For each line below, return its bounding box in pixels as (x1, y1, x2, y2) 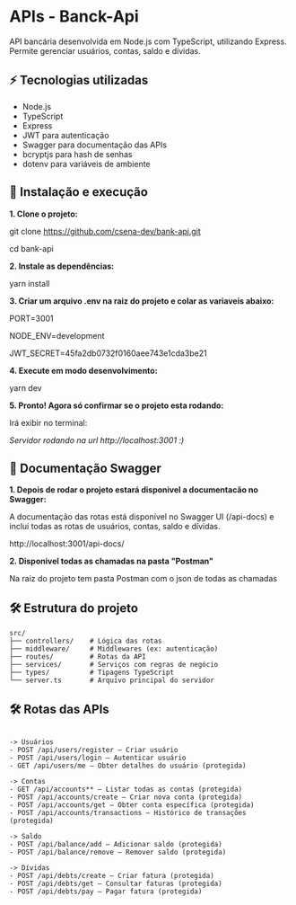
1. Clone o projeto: (9, 209, 78, 219)
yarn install (9, 278, 50, 288)
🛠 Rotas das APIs (9, 701, 109, 716)
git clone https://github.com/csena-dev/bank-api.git (9, 226, 202, 236)
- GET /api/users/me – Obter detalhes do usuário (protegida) (9, 761, 247, 770)
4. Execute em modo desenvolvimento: (9, 365, 159, 376)
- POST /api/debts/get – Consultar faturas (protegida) (9, 879, 222, 888)
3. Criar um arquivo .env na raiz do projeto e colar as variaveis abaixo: (9, 295, 274, 306)
